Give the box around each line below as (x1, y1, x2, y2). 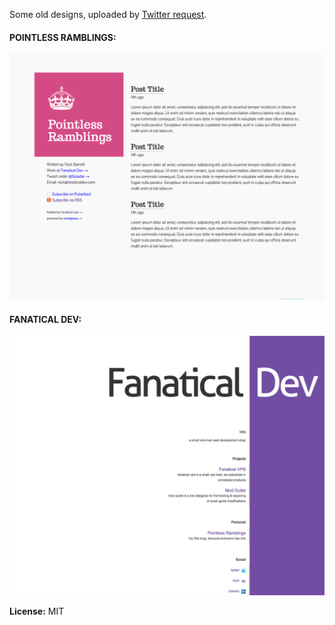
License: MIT (9, 605, 65, 617)
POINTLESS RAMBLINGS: (9, 31, 117, 43)
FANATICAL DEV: (9, 313, 82, 325)
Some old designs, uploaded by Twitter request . (9, 9, 207, 20)
